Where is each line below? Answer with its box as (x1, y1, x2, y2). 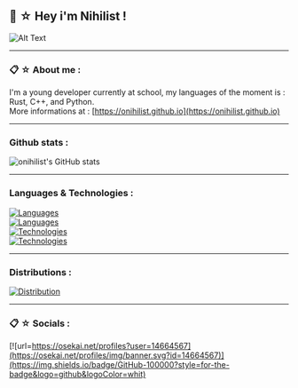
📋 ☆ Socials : (9, 317, 71, 329)
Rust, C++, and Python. (9, 97, 95, 107)
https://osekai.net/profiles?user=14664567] (31, 341, 192, 352)
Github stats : (9, 137, 69, 149)
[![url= (9, 341, 33, 352)
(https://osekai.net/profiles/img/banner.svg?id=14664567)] (9, 350, 224, 360)
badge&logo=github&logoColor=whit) (9, 369, 146, 380)
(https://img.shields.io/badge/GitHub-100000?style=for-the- (9, 360, 231, 370)
